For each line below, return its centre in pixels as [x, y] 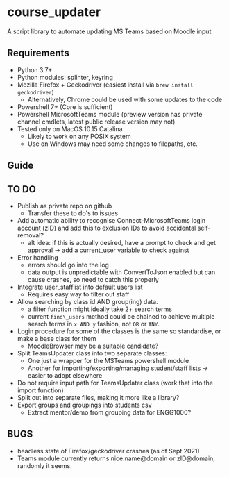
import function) [40, 390]
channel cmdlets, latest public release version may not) [96, 122]
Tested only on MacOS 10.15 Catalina [70, 128]
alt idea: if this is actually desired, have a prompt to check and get [122, 242]
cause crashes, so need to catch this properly [93, 279]
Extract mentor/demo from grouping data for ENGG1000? [109, 412]
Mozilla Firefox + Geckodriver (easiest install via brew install [105, 85]
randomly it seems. [45, 465]
